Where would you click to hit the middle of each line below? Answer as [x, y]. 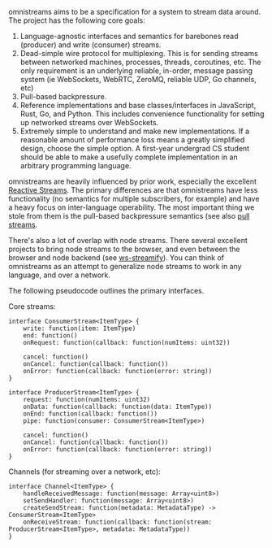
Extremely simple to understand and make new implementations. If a [135, 131]
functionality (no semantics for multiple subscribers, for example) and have [134, 199]
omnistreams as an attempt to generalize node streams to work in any [125, 266]
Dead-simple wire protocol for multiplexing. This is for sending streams [139, 53]
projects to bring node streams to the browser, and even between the [124, 249]
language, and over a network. [60, 275]
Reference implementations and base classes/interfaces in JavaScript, [138, 105]
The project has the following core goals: [77, 20]
